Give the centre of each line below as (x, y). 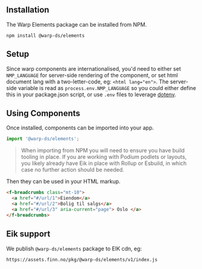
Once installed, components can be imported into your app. (80, 128)
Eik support (28, 234)
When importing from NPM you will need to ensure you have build (103, 151)
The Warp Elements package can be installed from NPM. (77, 24)
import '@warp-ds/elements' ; (43, 139)
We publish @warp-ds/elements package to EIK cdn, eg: (74, 248)
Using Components (43, 113)
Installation (28, 10)
